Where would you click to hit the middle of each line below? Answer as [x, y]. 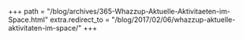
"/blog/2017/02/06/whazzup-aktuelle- [174, 20]
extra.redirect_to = [80, 20]
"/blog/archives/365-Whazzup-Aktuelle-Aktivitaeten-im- [139, 11]
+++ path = [27, 11]
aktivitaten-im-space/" [45, 28]
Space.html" [28, 20]
